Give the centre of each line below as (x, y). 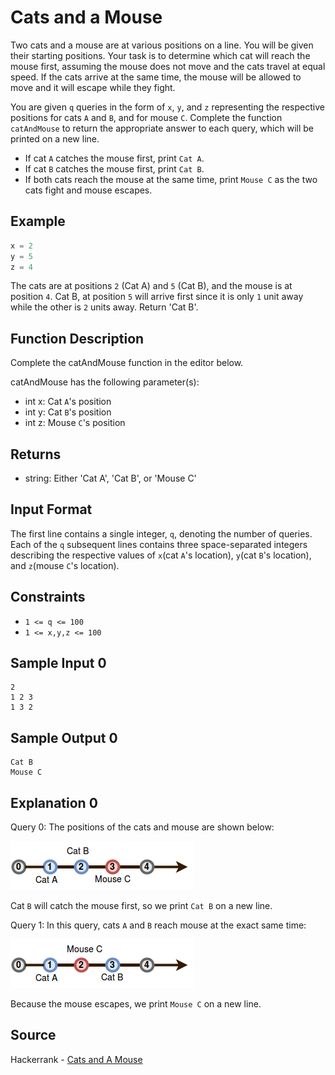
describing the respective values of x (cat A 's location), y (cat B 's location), (161, 555)
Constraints (48, 597)
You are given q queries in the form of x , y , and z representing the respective (167, 107)
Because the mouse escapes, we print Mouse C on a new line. (136, 1004)
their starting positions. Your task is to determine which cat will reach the (160, 55)
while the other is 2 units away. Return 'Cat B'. (104, 307)
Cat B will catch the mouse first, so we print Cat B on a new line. (141, 906)
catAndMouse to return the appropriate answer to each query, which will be (162, 128)
